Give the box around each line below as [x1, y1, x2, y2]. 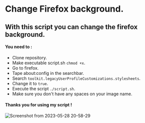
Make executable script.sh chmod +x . [12, 60, 85, 66]
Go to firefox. [12, 65, 39, 71]
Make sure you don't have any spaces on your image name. [12, 91, 133, 97]
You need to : [5, 44, 33, 50]
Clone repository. [12, 54, 47, 60]
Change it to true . [12, 80, 48, 86]
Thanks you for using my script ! [5, 102, 72, 108]
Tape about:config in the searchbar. [12, 70, 84, 76]
